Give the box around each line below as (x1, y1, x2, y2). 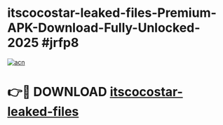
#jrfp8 (41, 35, 79, 51)
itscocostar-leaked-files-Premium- (7, 5, 217, 21)
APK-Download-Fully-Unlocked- (7, 20, 201, 36)
